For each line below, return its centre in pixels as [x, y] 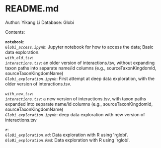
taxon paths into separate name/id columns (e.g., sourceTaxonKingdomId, [81, 68]
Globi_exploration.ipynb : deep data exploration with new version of [75, 114]
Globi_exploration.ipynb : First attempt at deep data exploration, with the [80, 78]
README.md [32, 9]
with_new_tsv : [19, 93]
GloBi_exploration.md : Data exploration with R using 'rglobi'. [67, 135]
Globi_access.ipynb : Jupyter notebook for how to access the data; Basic [80, 47]
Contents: [15, 32]
